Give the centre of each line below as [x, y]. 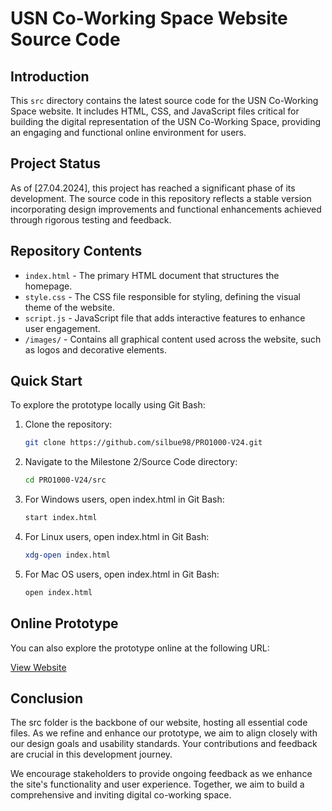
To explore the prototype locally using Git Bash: [108, 405]
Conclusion [47, 698]
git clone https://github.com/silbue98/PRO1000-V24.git [143, 443]
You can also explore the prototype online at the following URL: [140, 648]
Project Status [56, 163]
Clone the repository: [68, 424]
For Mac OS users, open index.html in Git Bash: [122, 574]
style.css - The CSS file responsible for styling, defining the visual [162, 296]
